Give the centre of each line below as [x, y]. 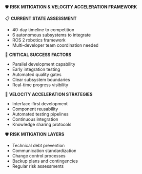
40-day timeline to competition [43, 30]
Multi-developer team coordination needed [55, 45]
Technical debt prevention [38, 145]
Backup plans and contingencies [45, 161]
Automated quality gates [37, 74]
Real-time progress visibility [40, 85]
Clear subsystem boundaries [41, 80]
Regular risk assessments [38, 166]
